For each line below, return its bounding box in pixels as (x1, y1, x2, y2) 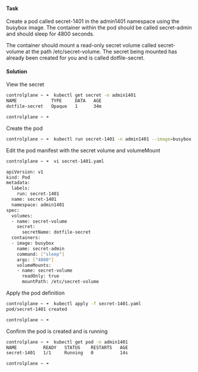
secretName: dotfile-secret (21, 229, 92, 236)
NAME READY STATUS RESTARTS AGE (6, 344, 128, 351)
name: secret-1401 (11, 197, 57, 203)
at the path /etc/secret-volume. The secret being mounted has (25, 48, 177, 56)
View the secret (6, 81, 44, 88)
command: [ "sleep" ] (17, 251, 65, 257)
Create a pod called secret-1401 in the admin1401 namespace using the (6, 18, 180, 25)
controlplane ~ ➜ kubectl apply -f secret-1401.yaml (6, 301, 142, 307)
